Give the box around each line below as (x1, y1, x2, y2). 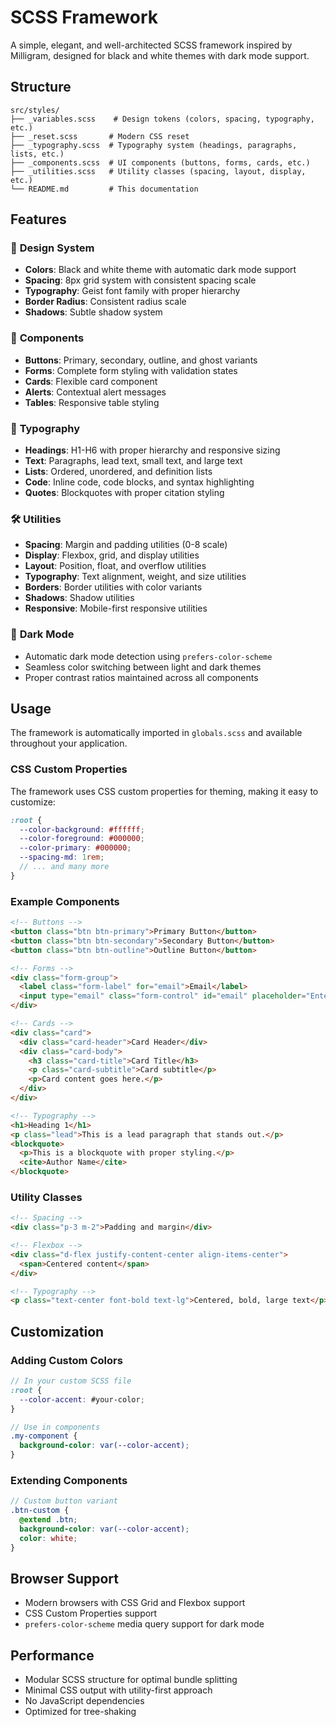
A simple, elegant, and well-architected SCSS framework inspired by (10, 39, 293, 51)
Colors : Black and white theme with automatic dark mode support (24, 264, 297, 276)
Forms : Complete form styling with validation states (24, 364, 238, 376)
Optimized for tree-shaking (24, 1706, 137, 1718)
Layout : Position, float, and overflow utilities (24, 560, 207, 572)
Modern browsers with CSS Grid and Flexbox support (24, 1597, 246, 1609)
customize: (10, 796, 56, 808)
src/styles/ (10, 105, 60, 115)
